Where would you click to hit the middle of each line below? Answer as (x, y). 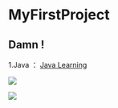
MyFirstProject (59, 15)
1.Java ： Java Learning (48, 65)
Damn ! (26, 45)
